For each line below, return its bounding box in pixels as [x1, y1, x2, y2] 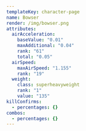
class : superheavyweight [17, 82, 80, 88]
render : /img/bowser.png [6, 20, 69, 26]
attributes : [6, 25, 36, 32]
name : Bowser [6, 14, 39, 21]
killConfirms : [6, 98, 42, 104]
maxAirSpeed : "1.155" [17, 65, 71, 71]
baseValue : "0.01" [17, 37, 64, 43]
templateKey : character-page [6, 8, 80, 15]
